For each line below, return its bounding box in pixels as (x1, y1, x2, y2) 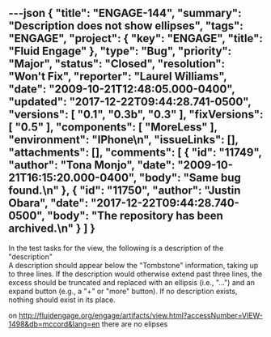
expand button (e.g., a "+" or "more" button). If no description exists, (8, 286, 238, 296)
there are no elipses (101, 319, 168, 329)
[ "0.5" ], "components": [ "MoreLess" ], (8, 121, 218, 134)
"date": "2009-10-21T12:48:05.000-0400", (8, 83, 235, 96)
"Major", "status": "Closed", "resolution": (8, 57, 225, 71)
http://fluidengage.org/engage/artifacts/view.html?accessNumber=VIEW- (19, 310, 263, 320)
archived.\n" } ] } (8, 222, 95, 236)
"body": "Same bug (138, 171, 241, 185)
